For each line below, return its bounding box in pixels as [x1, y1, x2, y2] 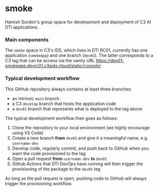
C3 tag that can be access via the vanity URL [5, 58, 95, 64]
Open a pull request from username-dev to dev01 [12, 156, 108, 161]
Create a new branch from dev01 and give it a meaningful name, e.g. [12, 135, 149, 141]
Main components [5, 36, 49, 43]
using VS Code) [12, 130, 44, 136]
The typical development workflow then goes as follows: [5, 115, 118, 121]
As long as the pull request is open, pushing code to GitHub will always [5, 175, 147, 181]
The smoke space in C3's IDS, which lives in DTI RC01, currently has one [5, 47, 148, 53]
